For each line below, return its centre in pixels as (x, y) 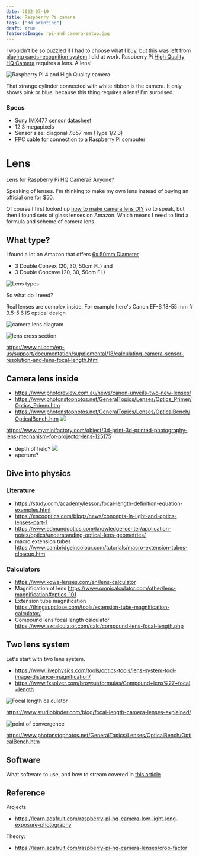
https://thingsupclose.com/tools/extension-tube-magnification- (92, 607)
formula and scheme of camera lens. (51, 222)
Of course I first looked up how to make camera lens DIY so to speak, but (95, 209)
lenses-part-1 (31, 522)
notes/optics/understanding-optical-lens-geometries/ (80, 535)
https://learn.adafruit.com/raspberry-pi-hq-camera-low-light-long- (97, 819)
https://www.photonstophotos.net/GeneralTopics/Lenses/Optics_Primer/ (103, 399)
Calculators (23, 569)
